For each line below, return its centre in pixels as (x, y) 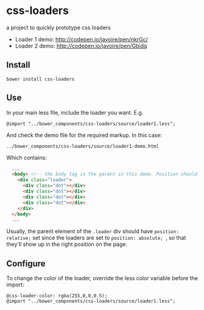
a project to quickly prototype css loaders (58, 27)
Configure (26, 263)
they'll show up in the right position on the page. (67, 244)
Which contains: (26, 157)
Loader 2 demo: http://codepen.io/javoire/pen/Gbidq (81, 46)
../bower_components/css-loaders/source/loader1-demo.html (83, 146)
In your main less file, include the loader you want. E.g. (75, 112)
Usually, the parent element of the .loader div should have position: (93, 231)
